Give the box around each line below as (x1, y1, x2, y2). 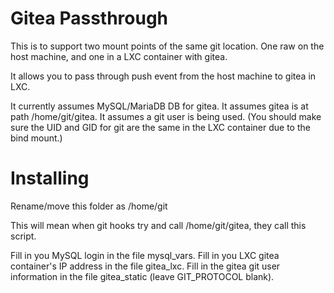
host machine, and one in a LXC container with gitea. (10, 50, 228, 62)
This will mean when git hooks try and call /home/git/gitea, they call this (10, 219, 307, 231)
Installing (10, 167, 90, 190)
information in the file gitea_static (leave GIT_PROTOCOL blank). (10, 270, 275, 282)
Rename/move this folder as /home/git (10, 200, 168, 212)
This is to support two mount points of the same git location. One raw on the (10, 40, 325, 52)
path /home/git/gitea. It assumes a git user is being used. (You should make (10, 110, 322, 122)
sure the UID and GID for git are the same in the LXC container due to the (10, 121, 311, 133)
